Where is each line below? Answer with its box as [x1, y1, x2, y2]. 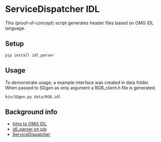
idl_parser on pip [12, 126, 47, 132]
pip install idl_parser [5, 53, 54, 58]
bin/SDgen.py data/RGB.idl [5, 94, 61, 99]
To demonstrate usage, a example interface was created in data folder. [5, 79, 150, 85]
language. [5, 25, 26, 31]
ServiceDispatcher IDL [5, 3, 100, 15]
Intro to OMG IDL [12, 121, 47, 127]
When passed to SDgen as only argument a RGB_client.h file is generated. [5, 84, 156, 90]
